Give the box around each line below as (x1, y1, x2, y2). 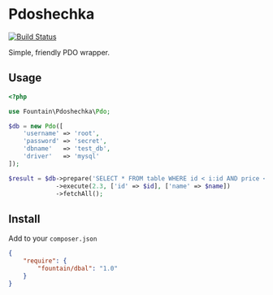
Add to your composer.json (8, 233, 97, 244)
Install (8, 212, 41, 226)
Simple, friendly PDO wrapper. (8, 47, 110, 57)
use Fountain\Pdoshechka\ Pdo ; (8, 107, 111, 115)
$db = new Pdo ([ (8, 122, 63, 130)
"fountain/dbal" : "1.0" (37, 264, 118, 272)
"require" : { (23, 257, 67, 265)
